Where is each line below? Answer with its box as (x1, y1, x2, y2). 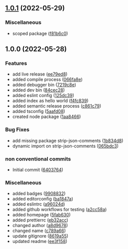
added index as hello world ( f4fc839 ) (12, 97, 89, 104)
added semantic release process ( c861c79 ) (12, 103, 102, 109)
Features (5, 60, 27, 66)
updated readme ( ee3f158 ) (12, 238, 68, 244)
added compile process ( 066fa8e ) (12, 76, 83, 82)
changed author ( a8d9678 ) (12, 222, 68, 228)
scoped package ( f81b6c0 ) (12, 30, 68, 36)
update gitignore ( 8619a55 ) (12, 233, 69, 239)
